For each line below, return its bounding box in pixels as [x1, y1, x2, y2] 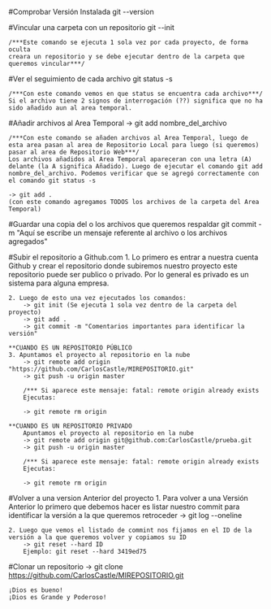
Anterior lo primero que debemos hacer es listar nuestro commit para [8, 502, 240, 511]
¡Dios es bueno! [8, 586, 63, 594]
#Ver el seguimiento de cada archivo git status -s [8, 74, 173, 84]
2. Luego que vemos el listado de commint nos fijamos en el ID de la [8, 526, 252, 534]
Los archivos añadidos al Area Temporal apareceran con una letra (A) [8, 155, 252, 163]
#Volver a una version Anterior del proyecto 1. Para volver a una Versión [8, 494, 249, 502]
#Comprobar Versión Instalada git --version [8, 7, 154, 16]
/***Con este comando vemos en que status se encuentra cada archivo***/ [8, 89, 264, 98]
